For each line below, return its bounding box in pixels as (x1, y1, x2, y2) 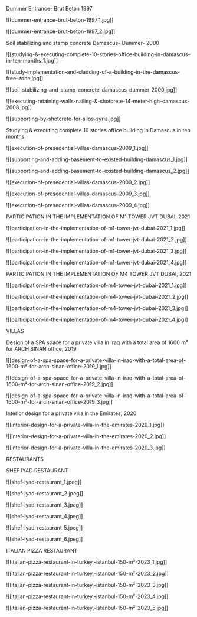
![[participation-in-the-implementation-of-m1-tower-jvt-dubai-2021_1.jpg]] (6, 224, 186, 231)
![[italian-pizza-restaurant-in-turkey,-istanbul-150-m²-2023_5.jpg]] (6, 605, 169, 611)
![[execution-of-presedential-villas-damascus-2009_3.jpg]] (6, 190, 150, 197)
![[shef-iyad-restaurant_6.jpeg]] (6, 536, 83, 543)
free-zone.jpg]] (6, 75, 44, 81)
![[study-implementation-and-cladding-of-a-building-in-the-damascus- (6, 68, 180, 76)
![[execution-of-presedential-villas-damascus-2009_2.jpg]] (6, 179, 150, 185)
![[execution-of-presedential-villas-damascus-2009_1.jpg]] (6, 145, 149, 151)
